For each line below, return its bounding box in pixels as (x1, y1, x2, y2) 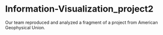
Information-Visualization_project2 (5, 3, 154, 15)
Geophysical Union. (5, 24, 46, 30)
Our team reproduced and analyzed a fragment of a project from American (5, 19, 158, 25)
